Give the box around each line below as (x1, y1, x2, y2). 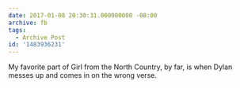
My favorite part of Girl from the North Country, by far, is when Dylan (8, 62, 233, 71)
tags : (8, 26, 26, 34)
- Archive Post (15, 33, 66, 42)
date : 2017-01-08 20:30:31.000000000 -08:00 (8, 11, 158, 20)
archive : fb (8, 19, 48, 27)
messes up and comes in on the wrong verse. (8, 71, 157, 80)
